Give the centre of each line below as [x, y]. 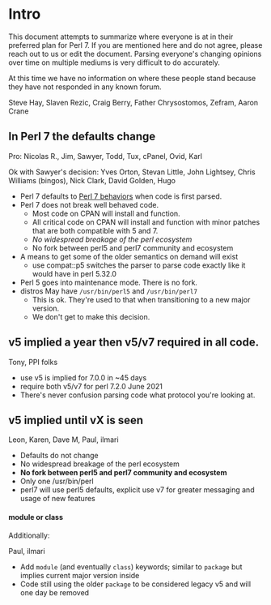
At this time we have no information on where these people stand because [132, 78]
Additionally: [29, 535]
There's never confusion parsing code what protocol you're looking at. [138, 395]
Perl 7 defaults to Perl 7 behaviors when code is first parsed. [121, 196]
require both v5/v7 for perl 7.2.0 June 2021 [91, 386]
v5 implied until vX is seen [76, 420]
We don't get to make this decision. [91, 316]
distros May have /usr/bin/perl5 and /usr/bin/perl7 [109, 291]
